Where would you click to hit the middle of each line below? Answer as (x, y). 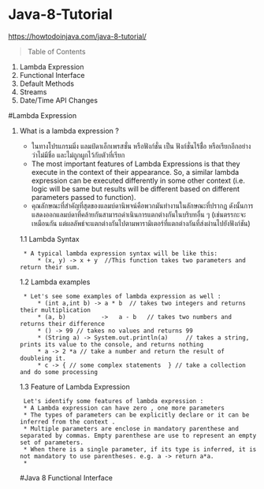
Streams (33, 91)
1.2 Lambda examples (55, 282)
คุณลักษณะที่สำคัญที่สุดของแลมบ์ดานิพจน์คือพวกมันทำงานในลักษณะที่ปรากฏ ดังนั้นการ (142, 206)
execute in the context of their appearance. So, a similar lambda (135, 172)
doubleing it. (43, 358)
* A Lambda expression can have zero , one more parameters (124, 408)
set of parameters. (52, 443)
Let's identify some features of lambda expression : (113, 401)
